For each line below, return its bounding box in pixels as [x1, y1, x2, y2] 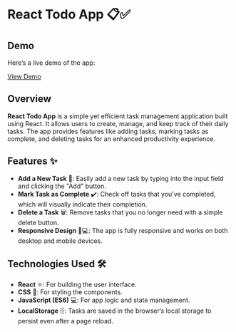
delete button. [17, 218, 59, 227]
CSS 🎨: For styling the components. [17, 288, 123, 296]
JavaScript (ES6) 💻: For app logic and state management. [17, 296, 190, 304]
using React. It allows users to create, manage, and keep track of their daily [7, 119, 229, 128]
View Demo [7, 73, 41, 81]
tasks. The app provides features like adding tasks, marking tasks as [7, 127, 209, 135]
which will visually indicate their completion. [17, 199, 148, 208]
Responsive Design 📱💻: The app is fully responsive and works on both [17, 226, 228, 234]
